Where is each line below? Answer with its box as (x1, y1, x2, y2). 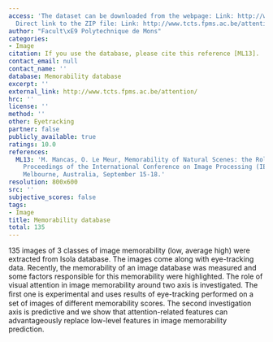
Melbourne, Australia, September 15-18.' (23, 171, 165, 179)
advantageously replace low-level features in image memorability (8, 316, 227, 326)
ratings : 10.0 (8, 140, 57, 149)
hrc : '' (8, 95, 35, 103)
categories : (8, 34, 49, 43)
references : (8, 148, 49, 156)
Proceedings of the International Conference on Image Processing (23, 163, 253, 171)
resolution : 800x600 (8, 178, 79, 187)
